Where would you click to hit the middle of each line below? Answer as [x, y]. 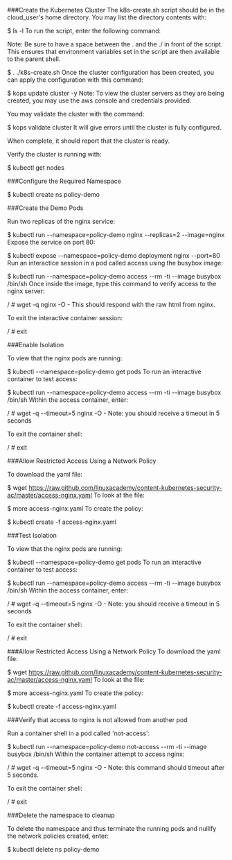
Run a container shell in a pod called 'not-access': [79, 733]
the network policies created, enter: [58, 836]
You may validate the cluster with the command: [76, 114]
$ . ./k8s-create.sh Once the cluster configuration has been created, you [111, 72]
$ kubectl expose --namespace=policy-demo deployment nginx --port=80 [114, 255]
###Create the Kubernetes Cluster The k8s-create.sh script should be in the [116, 10]
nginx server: [26, 291]
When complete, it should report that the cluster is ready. [89, 141]
